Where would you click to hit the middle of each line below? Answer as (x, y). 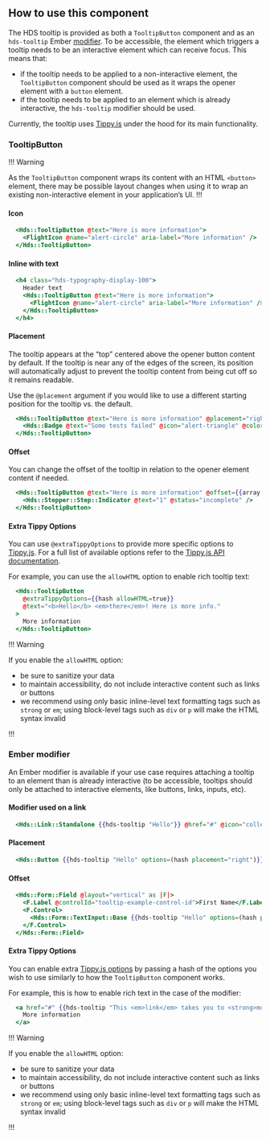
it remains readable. (41, 379)
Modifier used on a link (47, 807)
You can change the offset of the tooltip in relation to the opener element (129, 469)
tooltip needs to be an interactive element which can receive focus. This (128, 49)
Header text (43, 288)
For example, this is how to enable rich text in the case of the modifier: (125, 992)
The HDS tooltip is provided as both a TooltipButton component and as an (131, 32)
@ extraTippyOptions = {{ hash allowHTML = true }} (98, 599)
